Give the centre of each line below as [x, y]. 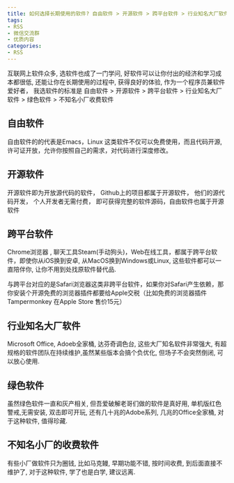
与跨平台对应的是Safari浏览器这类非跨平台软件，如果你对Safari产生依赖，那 [116, 284]
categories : [24, 46]
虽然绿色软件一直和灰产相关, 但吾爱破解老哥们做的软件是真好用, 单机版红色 [114, 403]
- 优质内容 [21, 40]
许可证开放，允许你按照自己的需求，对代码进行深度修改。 [89, 150]
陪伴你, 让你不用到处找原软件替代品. [65, 270]
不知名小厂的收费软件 [53, 445]
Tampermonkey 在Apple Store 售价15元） [67, 302]
